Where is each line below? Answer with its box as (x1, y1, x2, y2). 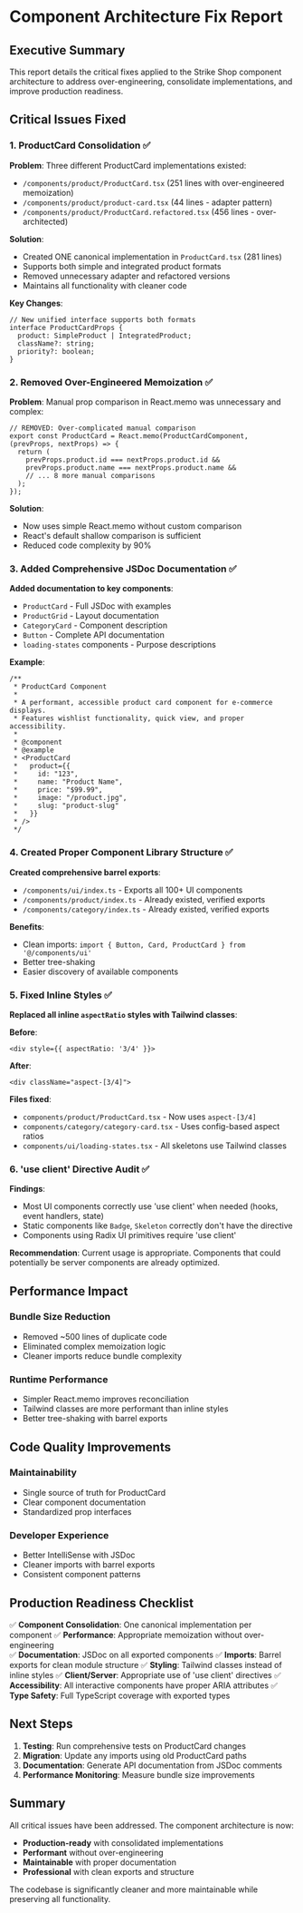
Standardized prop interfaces (22, 1506, 132, 1517)
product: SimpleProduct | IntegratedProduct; (17, 331, 193, 340)
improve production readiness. (9, 86, 124, 96)
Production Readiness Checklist (9, 1595, 194, 1611)
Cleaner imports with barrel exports (22, 1559, 156, 1570)
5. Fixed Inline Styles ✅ (9, 989, 113, 1001)
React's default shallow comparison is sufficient (22, 530, 202, 541)
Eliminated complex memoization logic (22, 1341, 166, 1352)
